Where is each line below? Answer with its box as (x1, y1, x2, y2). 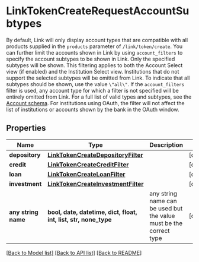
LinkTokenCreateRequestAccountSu (6, 4, 190, 18)
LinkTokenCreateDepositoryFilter (47, 150, 143, 159)
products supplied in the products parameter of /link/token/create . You (6, 43, 183, 50)
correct (149, 226, 170, 235)
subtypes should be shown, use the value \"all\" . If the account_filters (6, 80, 185, 87)
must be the (149, 219, 182, 227)
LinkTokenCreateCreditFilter (47, 160, 129, 169)
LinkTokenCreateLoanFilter (47, 170, 126, 178)
